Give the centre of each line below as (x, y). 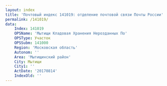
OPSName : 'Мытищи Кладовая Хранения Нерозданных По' (71, 33)
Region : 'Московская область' (46, 48)
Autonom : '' (27, 52)
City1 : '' (25, 66)
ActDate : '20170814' (36, 71)
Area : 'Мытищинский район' (43, 57)
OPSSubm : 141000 (32, 43)
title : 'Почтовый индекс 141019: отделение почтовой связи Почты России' (85, 15)
